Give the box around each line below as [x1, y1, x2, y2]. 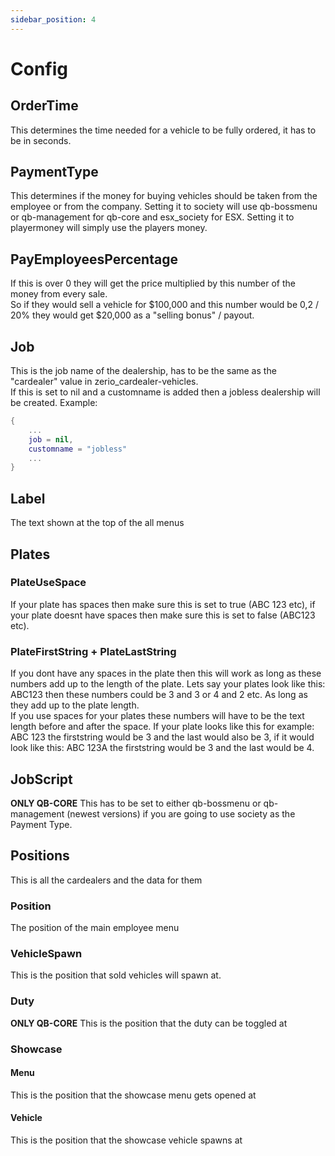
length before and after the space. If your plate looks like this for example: [10, 721, 315, 733]
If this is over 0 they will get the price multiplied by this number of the [10, 277, 296, 290]
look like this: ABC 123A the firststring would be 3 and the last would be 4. [10, 742, 315, 754]
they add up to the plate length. [10, 699, 140, 711]
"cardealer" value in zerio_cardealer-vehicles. [10, 376, 199, 388]
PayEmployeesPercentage [10, 251, 178, 268]
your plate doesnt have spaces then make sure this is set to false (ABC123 [10, 609, 316, 621]
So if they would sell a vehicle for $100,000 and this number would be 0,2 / [10, 299, 320, 311]
